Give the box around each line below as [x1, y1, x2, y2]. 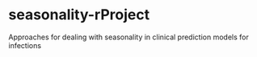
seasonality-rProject [8, 6, 150, 24]
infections [8, 40, 42, 50]
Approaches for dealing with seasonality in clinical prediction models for [8, 32, 249, 42]
